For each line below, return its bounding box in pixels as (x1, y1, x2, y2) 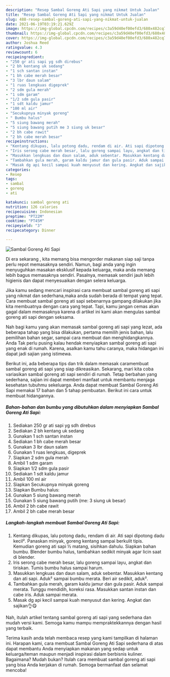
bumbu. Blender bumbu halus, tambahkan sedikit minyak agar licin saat (13, 549, 161, 555)
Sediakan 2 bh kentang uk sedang (13, 427, 84, 433)
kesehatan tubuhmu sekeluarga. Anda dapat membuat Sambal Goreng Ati (6, 382, 158, 388)
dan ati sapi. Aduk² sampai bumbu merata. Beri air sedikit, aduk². (13, 575, 148, 582)
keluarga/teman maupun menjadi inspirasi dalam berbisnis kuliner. (6, 651, 143, 657)
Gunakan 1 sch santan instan (13, 433, 73, 439)
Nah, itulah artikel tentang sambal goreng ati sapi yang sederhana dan (6, 614, 152, 620)
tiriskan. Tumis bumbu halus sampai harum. (13, 564, 104, 571)
